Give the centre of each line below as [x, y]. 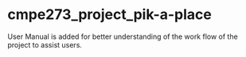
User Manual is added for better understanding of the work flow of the [123, 36]
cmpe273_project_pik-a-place [109, 15]
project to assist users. [45, 44]
